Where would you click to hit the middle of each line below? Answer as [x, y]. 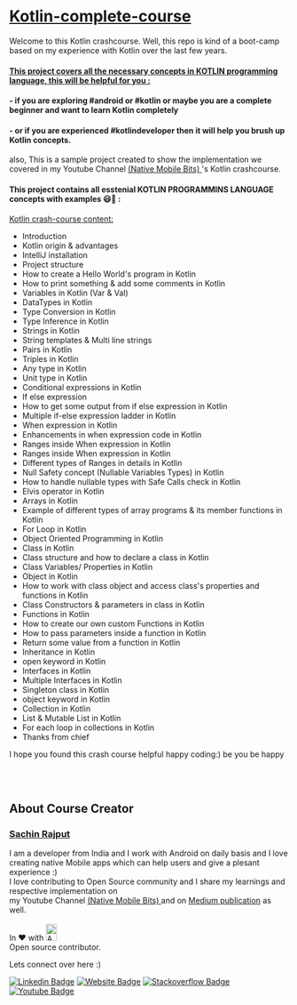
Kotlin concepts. [40, 140]
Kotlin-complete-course [100, 16]
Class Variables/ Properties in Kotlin [87, 567]
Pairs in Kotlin [47, 350]
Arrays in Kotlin [50, 501]
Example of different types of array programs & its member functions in [152, 510]
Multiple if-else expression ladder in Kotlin [99, 415]
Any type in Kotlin [54, 368]
